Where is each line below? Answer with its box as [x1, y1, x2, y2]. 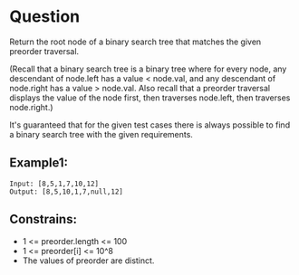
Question [9, 6, 80, 27]
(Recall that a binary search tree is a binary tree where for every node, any [9, 63, 287, 74]
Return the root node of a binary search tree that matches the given [9, 36, 262, 47]
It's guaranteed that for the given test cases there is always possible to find [9, 119, 291, 130]
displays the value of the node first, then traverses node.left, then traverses [9, 92, 291, 103]
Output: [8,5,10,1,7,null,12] [9, 187, 124, 196]
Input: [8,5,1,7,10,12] [9, 179, 100, 188]
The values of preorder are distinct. [22, 255, 155, 266]
